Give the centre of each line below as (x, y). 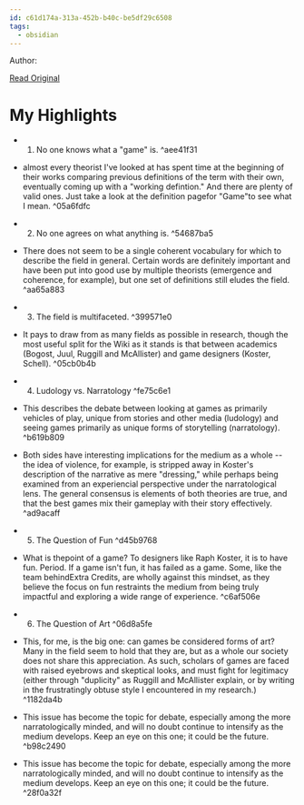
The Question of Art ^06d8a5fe (94, 624)
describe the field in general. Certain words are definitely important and (156, 261)
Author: (24, 61)
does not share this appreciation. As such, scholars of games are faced (156, 661)
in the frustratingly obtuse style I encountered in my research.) (139, 690)
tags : (20, 26)
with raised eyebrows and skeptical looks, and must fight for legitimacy (155, 670)
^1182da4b (43, 699)
